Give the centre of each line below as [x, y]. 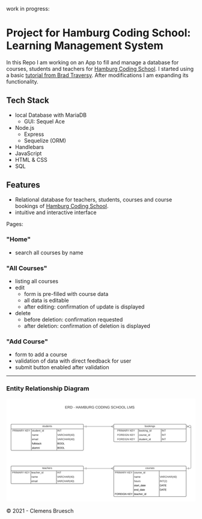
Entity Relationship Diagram [48, 388]
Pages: [15, 224]
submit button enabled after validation [62, 367]
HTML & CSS [31, 159]
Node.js [25, 127]
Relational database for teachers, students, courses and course [93, 199]
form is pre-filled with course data [66, 294]
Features [23, 185]
